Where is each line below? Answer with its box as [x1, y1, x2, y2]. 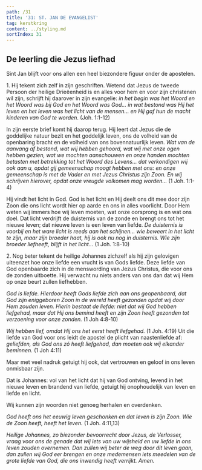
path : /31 [6, 8, 31, 15]
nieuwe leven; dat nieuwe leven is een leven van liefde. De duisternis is [6, 221, 183, 228]
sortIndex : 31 [6, 32, 42, 38]
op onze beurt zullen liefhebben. [6, 278, 88, 285]
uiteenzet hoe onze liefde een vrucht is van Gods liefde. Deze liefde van [6, 258, 186, 266]
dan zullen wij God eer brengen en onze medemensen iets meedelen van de [6, 450, 196, 458]
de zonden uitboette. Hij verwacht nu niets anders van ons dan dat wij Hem [6, 271, 194, 279]
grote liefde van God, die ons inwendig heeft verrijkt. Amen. [6, 457, 155, 464]
